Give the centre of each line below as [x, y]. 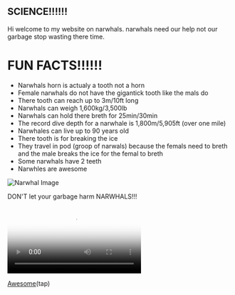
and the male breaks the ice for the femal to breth [90, 154]
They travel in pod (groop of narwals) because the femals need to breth [122, 146]
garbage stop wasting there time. [56, 36]
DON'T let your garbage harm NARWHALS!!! [72, 196]
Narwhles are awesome [52, 169]
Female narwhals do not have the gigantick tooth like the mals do [113, 93]
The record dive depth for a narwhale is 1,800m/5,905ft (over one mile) [122, 123]
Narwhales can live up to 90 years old [73, 131]
